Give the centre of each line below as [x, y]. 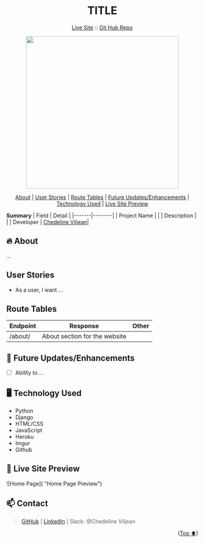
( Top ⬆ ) [188, 533]
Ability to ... [29, 373]
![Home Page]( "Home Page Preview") [54, 483]
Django [24, 417]
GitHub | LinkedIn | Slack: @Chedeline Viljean [78, 521]
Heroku [24, 437]
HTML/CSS [29, 424]
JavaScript [29, 430]
